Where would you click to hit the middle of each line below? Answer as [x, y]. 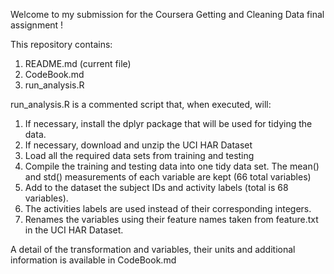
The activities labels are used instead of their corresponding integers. [168, 208]
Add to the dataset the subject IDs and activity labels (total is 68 [156, 187]
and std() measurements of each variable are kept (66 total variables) [168, 177]
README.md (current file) [78, 63]
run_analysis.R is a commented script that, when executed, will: [141, 104]
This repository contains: [61, 44]
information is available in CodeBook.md [93, 260]
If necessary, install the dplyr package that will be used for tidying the [168, 123]
